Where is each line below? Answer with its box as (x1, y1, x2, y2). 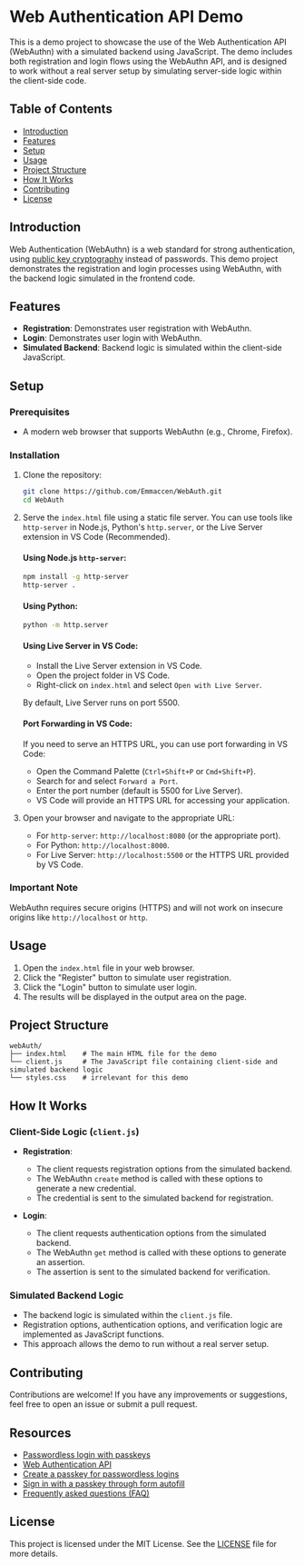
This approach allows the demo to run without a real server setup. (22, 1339, 270, 1350)
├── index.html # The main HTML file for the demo (9, 1050, 218, 1059)
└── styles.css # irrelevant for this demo (9, 1073, 189, 1082)
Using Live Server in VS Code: (22, 640, 139, 651)
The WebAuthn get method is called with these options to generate (35, 1247, 287, 1258)
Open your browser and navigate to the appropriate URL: (22, 812, 236, 823)
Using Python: (22, 600, 79, 611)
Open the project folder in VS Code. (35, 670, 171, 681)
